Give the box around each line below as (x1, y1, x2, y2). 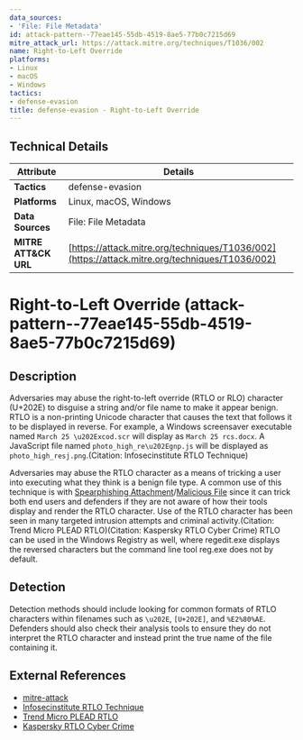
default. (9, 553, 39, 564)
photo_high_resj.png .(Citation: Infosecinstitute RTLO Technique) (9, 450, 249, 461)
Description (9, 369, 77, 384)
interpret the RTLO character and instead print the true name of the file (9, 632, 272, 643)
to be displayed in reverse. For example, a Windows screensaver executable (9, 421, 292, 433)
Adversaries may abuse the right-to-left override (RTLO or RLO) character (9, 393, 284, 404)
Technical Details (9, 139, 109, 154)
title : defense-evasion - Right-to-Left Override (9, 105, 200, 114)
